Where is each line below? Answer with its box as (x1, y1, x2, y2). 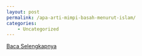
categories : (6, 20, 37, 26)
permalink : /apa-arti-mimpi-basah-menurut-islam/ (6, 15, 136, 21)
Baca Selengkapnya (6, 43, 57, 50)
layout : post (6, 9, 40, 15)
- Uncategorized (17, 26, 60, 32)
